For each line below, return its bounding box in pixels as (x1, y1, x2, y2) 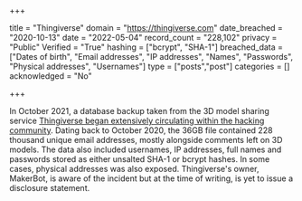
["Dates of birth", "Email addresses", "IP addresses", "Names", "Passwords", (9, 52, 294, 62)
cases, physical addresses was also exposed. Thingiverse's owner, (9, 164, 260, 174)
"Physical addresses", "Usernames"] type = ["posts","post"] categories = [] (9, 61, 290, 72)
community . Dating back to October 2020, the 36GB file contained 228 (9, 125, 273, 136)
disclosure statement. (9, 183, 90, 193)
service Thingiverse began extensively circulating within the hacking (9, 115, 265, 126)
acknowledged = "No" (9, 71, 92, 81)
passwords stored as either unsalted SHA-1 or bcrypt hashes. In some (9, 154, 270, 164)
